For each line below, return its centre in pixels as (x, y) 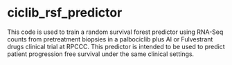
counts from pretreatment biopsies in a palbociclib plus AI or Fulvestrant (110, 39)
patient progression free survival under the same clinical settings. (101, 54)
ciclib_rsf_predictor (65, 13)
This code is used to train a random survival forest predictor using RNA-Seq (115, 32)
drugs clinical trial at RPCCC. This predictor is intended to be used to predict (116, 46)
